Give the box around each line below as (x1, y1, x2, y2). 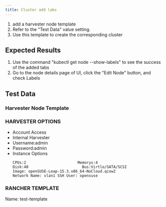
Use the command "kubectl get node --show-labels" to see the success (12, 59, 161, 65)
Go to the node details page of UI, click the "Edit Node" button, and (12, 70, 151, 76)
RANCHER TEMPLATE (5, 185, 59, 192)
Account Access (12, 129, 46, 135)
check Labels (12, 75, 40, 81)
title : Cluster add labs (5, 7, 57, 12)
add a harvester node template (12, 21, 76, 27)
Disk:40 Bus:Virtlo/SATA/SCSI (12, 165, 127, 170)
